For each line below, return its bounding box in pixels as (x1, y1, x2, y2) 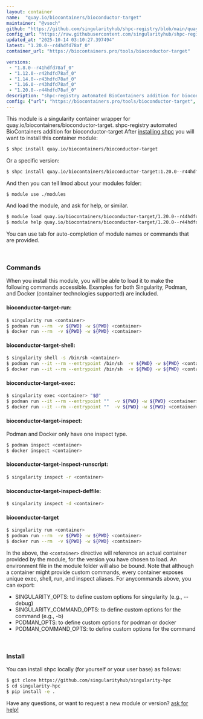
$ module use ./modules (6, 191, 66, 197)
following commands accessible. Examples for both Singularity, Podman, (6, 283, 187, 291)
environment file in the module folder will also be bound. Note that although (6, 562, 195, 569)
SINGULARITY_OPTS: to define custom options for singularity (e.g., (14, 593, 182, 600)
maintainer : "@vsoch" (6, 20, 61, 26)
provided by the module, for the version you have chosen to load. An (6, 555, 177, 563)
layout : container (6, 8, 53, 15)
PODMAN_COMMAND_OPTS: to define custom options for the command (14, 625, 196, 632)
